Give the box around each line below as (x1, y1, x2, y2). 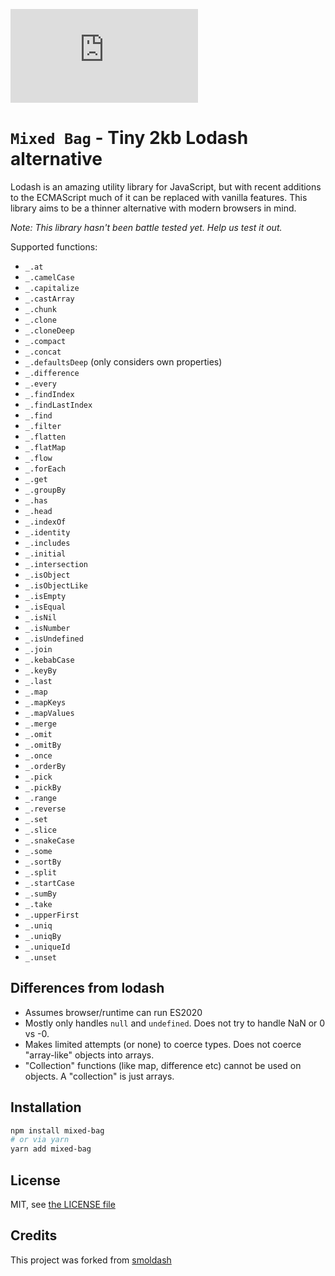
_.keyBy (24, 665, 57, 676)
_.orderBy (24, 761, 67, 771)
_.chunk (24, 304, 57, 314)
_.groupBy (24, 485, 67, 495)
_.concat (24, 347, 62, 357)
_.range (24, 793, 57, 803)
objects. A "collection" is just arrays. (24, 1070, 175, 1082)
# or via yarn (10, 1135, 70, 1145)
